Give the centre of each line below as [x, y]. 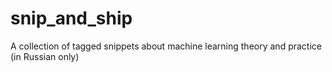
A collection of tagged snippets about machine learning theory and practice [166, 46]
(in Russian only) [45, 56]
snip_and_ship [71, 18]
